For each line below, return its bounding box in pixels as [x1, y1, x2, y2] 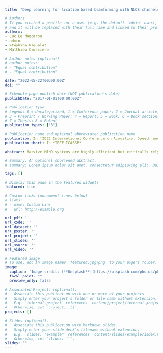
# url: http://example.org [5, 207, 64, 212]
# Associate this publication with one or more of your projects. [5, 292, 147, 296]
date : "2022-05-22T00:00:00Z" [5, 78, 66, 83]
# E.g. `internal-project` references [5, 301, 88, 306]
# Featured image [5, 256, 40, 261]
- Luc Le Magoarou [5, 34, 42, 39]
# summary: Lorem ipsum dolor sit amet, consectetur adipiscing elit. [5, 163, 151, 168]
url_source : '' [5, 243, 36, 247]
